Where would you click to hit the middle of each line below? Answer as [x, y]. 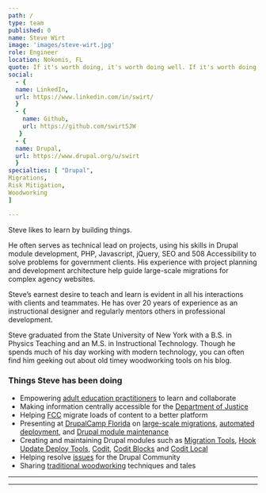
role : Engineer [33, 52]
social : [21, 75]
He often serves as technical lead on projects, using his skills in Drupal [123, 245]
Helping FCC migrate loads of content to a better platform [114, 414]
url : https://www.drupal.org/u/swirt [78, 156]
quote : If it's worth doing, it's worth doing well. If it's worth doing [133, 67]
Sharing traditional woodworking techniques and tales [108, 465]
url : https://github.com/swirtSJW [79, 126]
